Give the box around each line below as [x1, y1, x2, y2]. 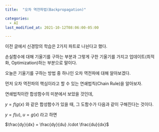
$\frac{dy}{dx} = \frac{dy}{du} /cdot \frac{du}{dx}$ [5, 122, 109, 128]
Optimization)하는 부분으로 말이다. [11, 60, 77, 66]
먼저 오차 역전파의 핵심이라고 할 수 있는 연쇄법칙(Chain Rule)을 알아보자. [5, 81, 142, 87]
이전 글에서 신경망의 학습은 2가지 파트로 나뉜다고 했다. [5, 44, 108, 49]
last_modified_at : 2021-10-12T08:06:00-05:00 [5, 25, 99, 30]
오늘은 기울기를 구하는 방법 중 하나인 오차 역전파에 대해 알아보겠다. [5, 70, 131, 76]
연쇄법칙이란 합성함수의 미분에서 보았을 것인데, [5, 91, 94, 97]
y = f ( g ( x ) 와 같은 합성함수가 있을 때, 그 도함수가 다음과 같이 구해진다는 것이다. [5, 101, 154, 108]
